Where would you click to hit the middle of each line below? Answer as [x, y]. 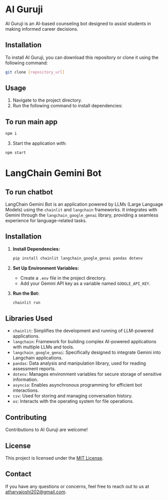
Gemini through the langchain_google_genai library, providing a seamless [82, 215]
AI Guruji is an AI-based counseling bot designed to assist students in [78, 23]
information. [25, 379]
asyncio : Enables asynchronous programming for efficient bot [77, 385]
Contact [18, 474]
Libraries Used [29, 318]
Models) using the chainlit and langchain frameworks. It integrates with [81, 210]
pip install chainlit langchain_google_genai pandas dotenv [78, 258]
